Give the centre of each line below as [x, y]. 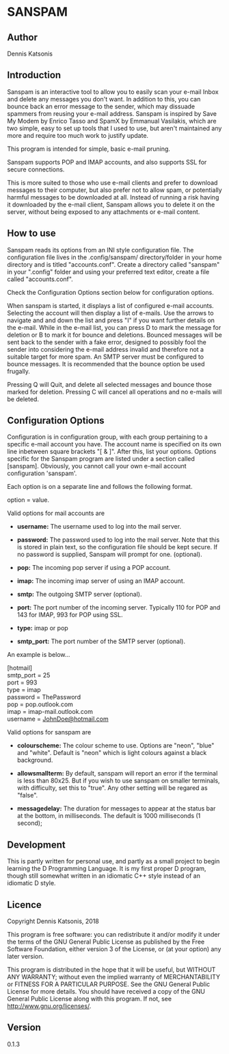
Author [22, 37]
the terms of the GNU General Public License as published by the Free [106, 942]
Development [37, 845]
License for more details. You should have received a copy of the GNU [106, 992]
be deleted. [23, 399]
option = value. [28, 500]
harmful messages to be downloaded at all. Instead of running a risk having [113, 197]
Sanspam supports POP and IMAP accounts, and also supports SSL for [107, 162]
